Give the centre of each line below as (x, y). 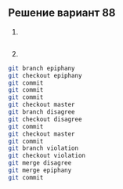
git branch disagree (42, 112)
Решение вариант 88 (62, 13)
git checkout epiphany (45, 75)
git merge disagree (40, 163)
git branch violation (43, 148)
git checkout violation (47, 156)
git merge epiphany (40, 171)
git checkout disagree (45, 119)
